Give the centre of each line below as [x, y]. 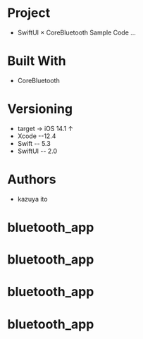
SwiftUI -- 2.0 [37, 151]
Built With [37, 61]
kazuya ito [32, 199]
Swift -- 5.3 [34, 143]
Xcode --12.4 [37, 136]
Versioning [40, 109]
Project [29, 13]
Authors [32, 179]
